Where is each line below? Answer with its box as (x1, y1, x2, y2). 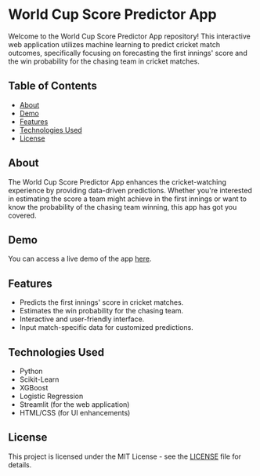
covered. (8, 211, 37, 220)
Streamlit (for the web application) (19, 400, 130, 409)
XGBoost (19, 383, 49, 392)
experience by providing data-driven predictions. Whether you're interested (8, 185, 252, 195)
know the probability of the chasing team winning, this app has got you (8, 202, 237, 211)
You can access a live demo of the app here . (8, 254, 152, 264)
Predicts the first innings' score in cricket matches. (19, 298, 184, 307)
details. (8, 460, 32, 469)
